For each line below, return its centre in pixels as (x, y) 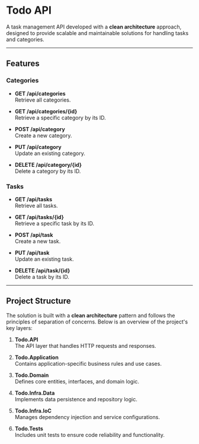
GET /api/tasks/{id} (39, 217)
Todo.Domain (32, 375)
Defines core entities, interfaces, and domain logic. (77, 381)
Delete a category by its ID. (48, 171)
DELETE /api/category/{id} (48, 164)
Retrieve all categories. (43, 100)
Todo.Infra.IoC (33, 411)
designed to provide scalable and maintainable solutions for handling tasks (97, 33)
